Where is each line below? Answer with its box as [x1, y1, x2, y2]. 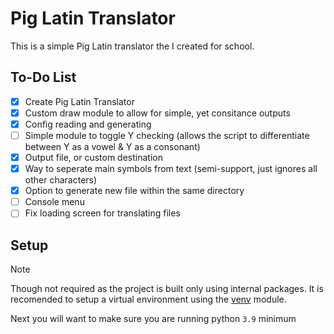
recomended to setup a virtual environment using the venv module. [10, 293, 287, 306]
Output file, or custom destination [24, 152, 163, 163]
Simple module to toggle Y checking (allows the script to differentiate [24, 129, 310, 141]
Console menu [24, 196, 85, 208]
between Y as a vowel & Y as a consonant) [24, 141, 201, 152]
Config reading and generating [24, 118, 152, 130]
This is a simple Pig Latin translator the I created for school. [10, 40, 255, 52]
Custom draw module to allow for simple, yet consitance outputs [24, 107, 291, 119]
